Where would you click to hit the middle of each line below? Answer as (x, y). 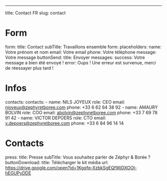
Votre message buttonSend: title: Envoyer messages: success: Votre (75, 57)
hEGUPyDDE (18, 173)
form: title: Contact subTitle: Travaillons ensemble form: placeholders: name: (83, 47)
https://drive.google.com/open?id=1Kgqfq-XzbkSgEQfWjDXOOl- (71, 168)
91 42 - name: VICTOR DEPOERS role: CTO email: (56, 118)
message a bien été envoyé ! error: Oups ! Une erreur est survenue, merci (81, 62)
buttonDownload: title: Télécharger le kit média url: (57, 162)
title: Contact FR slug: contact (36, 13)
